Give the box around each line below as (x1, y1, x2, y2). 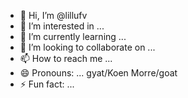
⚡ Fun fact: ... (19, 78, 75, 90)
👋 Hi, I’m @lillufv (19, 10, 88, 21)
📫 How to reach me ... (19, 53, 113, 64)
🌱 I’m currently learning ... (19, 31, 127, 42)
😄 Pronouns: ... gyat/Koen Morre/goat (19, 67, 178, 79)
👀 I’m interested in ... (19, 20, 105, 32)
